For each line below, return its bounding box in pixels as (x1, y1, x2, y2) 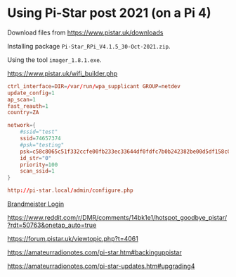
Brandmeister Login (7, 199, 65, 209)
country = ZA (7, 109, 39, 116)
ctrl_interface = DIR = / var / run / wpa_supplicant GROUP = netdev (7, 82, 181, 90)
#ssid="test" (20, 128, 58, 135)
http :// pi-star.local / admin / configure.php (7, 187, 133, 195)
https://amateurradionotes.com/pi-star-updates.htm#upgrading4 (7, 262, 195, 271)
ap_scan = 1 (7, 96, 37, 103)
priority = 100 (20, 161, 58, 168)
